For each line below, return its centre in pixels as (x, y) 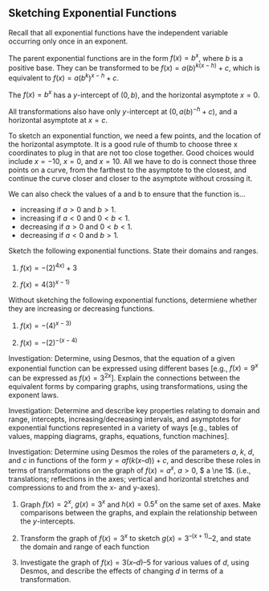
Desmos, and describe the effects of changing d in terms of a (122, 571)
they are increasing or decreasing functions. (82, 309)
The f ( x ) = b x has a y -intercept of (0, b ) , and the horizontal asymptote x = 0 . (134, 94)
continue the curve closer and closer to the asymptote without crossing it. (130, 179)
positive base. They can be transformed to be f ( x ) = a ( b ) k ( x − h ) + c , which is (134, 68)
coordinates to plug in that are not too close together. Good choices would (131, 153)
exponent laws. (33, 395)
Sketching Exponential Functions (93, 13)
